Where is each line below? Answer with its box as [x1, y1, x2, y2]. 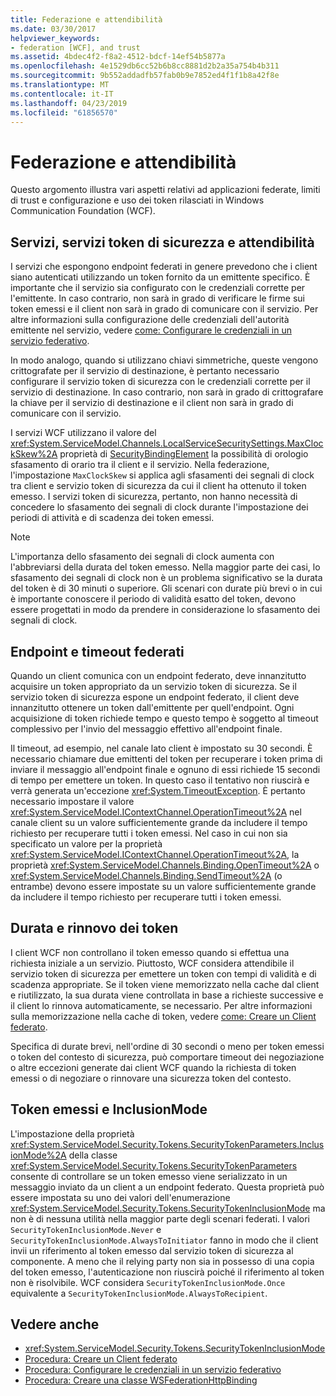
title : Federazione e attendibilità [10, 14, 163, 25]
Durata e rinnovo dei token [10, 920, 179, 937]
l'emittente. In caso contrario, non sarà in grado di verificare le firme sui [10, 292, 306, 305]
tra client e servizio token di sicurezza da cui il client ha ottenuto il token [10, 480, 307, 492]
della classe [68, 1149, 118, 1161]
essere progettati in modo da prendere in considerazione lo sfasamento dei [10, 604, 321, 616]
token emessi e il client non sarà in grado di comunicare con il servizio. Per [10, 303, 319, 315]
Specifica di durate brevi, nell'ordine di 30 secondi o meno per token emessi [10, 1040, 325, 1052]
